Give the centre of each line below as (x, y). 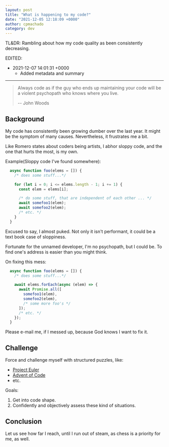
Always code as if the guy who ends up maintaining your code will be (89, 88)
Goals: (12, 390)
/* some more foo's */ (47, 304)
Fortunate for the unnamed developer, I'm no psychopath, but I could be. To (84, 246)
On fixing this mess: (26, 262)
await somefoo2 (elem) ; (42, 208)
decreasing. (18, 48)
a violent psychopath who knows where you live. (68, 93)
